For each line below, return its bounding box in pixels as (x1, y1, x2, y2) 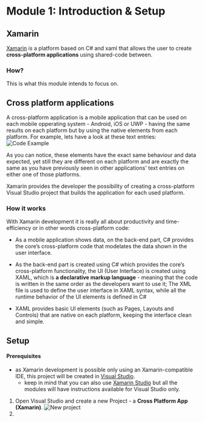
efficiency (6, 224, 32, 232)
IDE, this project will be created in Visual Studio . (15, 373, 136, 379)
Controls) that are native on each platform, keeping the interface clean (15, 311, 192, 319)
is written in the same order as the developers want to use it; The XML (15, 280, 192, 288)
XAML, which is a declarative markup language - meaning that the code (15, 274, 198, 281)
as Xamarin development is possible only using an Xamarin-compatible (15, 366, 193, 373)
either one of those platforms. (6, 171, 81, 178)
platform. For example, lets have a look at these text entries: (6, 133, 157, 140)
